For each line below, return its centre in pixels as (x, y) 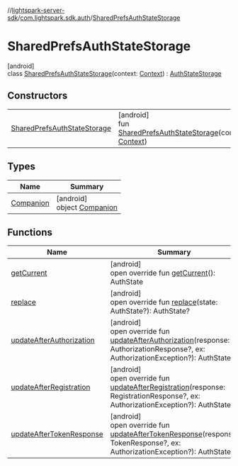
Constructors (38, 96)
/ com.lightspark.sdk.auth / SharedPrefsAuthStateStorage (99, 18)
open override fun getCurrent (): (163, 273)
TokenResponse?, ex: (146, 443)
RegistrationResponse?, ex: (155, 396)
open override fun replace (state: (164, 302)
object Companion (87, 207)
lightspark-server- (38, 10)
